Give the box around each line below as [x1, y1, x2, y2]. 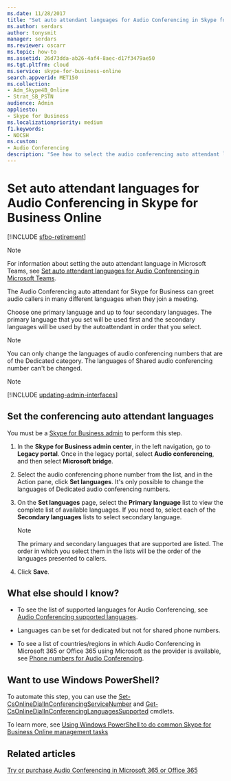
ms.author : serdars [7, 23, 63, 30]
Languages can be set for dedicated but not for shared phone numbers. [16, 626, 221, 634]
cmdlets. [150, 707, 175, 716]
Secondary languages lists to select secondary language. [16, 512, 182, 521]
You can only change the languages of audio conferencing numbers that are [7, 349, 223, 357]
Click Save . [16, 567, 50, 576]
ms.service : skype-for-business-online [7, 67, 122, 74]
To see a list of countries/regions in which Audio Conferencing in [16, 640, 201, 648]
